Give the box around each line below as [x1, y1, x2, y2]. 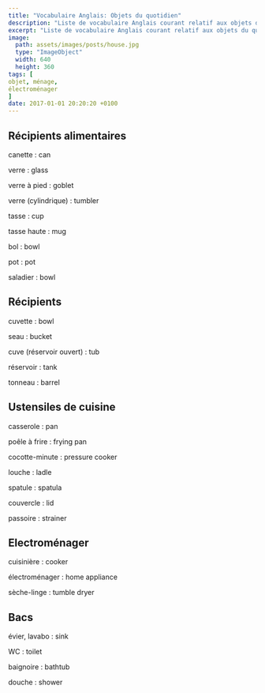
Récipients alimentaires [8, 129, 127, 142]
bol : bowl [8, 242, 40, 251]
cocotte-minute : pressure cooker [8, 452, 118, 461]
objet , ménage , [8, 77, 58, 85]
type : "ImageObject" [15, 48, 83, 56]
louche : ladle [8, 467, 52, 476]
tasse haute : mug [8, 226, 67, 235]
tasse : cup [8, 211, 45, 220]
